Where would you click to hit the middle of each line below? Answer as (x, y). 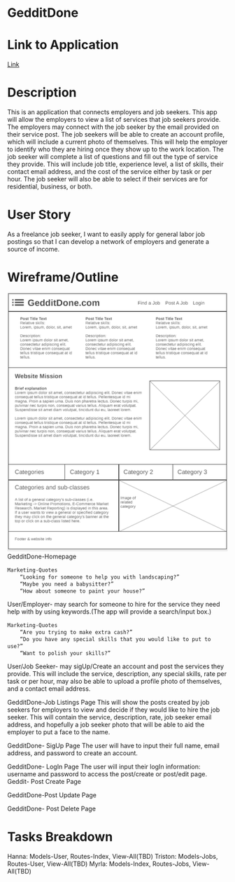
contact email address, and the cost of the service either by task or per (109, 172)
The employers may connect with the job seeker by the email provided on (113, 127)
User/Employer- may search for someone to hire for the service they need (114, 604)
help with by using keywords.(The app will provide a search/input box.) (109, 612)
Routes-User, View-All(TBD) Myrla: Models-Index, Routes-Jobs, (99, 864)
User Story (39, 215)
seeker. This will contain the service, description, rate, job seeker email (109, 717)
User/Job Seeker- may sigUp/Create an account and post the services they (116, 666)
